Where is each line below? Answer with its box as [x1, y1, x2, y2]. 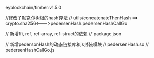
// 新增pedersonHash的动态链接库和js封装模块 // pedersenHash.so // [5, 41, 149, 47]
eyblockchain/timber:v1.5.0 [5, 5, 62, 10]
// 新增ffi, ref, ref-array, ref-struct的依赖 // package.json [5, 31, 122, 37]
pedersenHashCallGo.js [5, 47, 55, 53]
